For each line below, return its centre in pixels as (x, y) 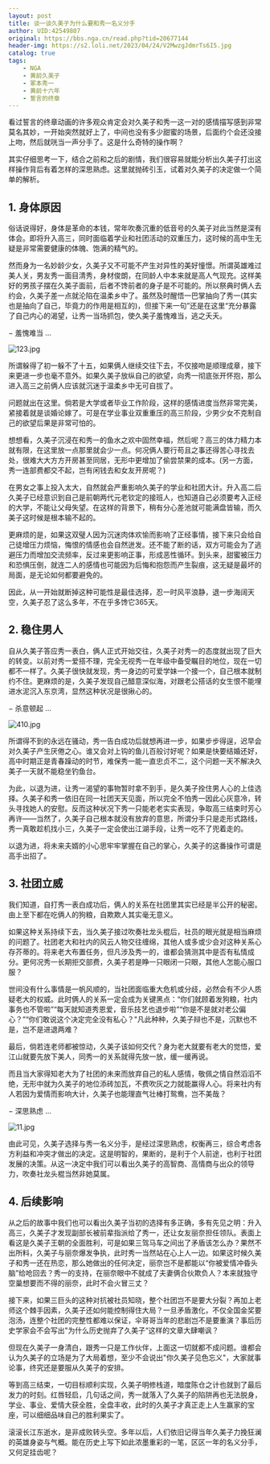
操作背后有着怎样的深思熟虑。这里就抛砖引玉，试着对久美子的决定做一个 (135, 169)
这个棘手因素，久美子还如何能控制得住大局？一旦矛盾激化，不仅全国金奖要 (138, 1310)
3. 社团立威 (36, 884)
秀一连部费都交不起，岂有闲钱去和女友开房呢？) (87, 470)
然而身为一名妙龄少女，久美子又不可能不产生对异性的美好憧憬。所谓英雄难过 (135, 266)
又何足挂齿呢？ (33, 1452)
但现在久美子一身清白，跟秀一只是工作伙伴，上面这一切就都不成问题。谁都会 (135, 1347)
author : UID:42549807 (45, 31)
